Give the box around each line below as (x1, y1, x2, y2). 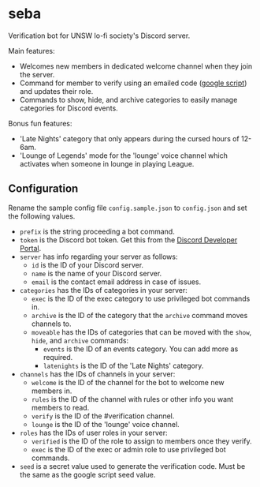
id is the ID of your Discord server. (31, 260, 144, 269)
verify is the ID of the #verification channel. (31, 411, 175, 421)
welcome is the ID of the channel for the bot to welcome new (31, 377, 225, 387)
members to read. (31, 403, 90, 412)
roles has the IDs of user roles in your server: (19, 428, 168, 437)
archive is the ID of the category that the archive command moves (31, 310, 248, 320)
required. (43, 352, 73, 362)
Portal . (19, 243, 42, 253)
